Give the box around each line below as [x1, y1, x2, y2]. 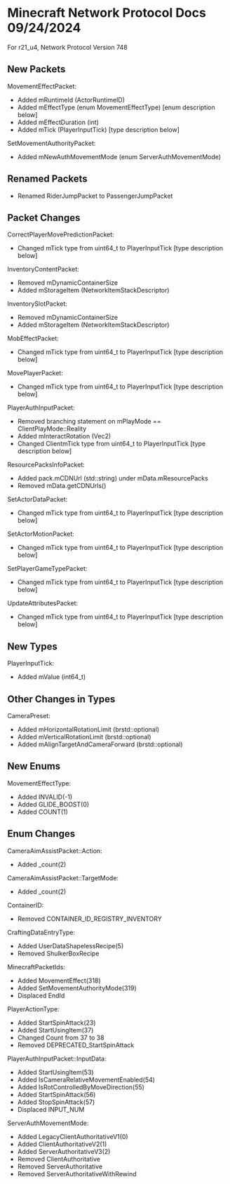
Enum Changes [7, 828, 76, 840]
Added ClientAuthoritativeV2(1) [17, 1140, 107, 1148]
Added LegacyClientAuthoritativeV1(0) [17, 1132, 128, 1141]
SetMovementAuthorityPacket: [7, 139, 96, 147]
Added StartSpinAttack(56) [17, 1090, 96, 1098]
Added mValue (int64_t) [17, 673, 86, 681]
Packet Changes [7, 212, 81, 224]
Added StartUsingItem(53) [17, 1068, 94, 1076]
